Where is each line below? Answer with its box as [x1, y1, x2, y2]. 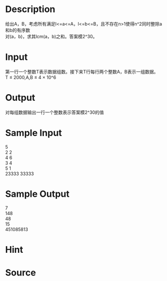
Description [5, 4, 55, 15]
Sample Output [5, 188, 70, 199]
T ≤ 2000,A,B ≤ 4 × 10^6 [5, 74, 57, 80]
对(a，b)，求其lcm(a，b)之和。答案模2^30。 [5, 33, 97, 39]
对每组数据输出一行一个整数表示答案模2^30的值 [5, 109, 104, 115]
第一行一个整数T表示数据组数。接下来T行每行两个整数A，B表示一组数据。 [5, 68, 158, 75]
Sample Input [5, 127, 62, 138]
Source [5, 267, 36, 278]
